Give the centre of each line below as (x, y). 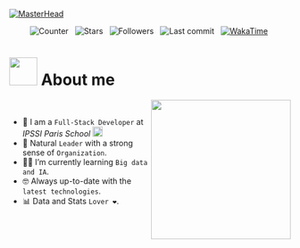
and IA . (35, 171)
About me (78, 80)
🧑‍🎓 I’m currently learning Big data (85, 161)
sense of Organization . (64, 153)
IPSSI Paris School (56, 133)
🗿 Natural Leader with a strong (78, 143)
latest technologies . (61, 191)
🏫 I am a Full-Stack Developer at (83, 121)
